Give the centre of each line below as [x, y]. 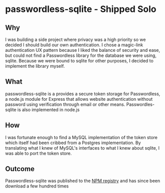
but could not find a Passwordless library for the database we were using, [81, 55]
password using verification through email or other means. [65, 104]
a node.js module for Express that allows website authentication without [79, 99]
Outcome [20, 169]
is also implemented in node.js [48, 109]
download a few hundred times [37, 186]
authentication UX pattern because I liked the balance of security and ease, [83, 50]
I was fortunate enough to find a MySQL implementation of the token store [82, 137]
